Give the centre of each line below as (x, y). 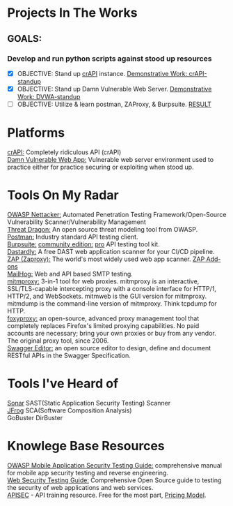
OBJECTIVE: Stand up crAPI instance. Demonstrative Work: (102, 73)
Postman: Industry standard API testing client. (73, 237)
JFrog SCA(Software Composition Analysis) (70, 410)
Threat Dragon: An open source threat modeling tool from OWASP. (103, 229)
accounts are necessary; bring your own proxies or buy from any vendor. (112, 333)
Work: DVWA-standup (49, 97)
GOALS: (25, 39)
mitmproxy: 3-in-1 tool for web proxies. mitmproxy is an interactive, (103, 281)
